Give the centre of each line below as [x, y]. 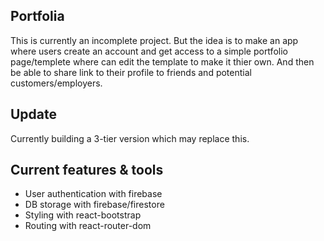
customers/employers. [56, 83]
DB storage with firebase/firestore [94, 205]
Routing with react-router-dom [88, 226]
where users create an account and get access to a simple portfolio [149, 51]
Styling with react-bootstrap [83, 215]
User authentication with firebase [93, 194]
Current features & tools [87, 170]
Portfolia [37, 16]
